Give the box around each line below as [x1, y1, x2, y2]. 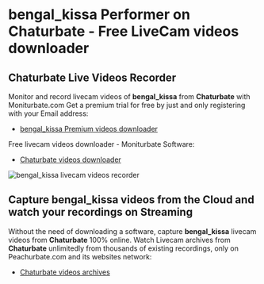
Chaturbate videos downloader [19, 155, 121, 164]
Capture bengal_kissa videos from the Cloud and [8, 193, 255, 207]
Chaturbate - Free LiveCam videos [8, 22, 239, 40]
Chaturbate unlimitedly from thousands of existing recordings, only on [8, 244, 239, 253]
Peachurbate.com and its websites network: [8, 251, 152, 261]
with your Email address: [8, 109, 89, 118]
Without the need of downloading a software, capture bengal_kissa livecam [8, 226, 257, 236]
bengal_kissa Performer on [8, 6, 190, 24]
